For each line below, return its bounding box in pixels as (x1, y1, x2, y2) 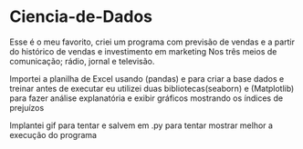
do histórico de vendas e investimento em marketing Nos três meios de (9, 45, 277, 56)
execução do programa (9, 129, 98, 140)
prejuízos (9, 102, 45, 113)
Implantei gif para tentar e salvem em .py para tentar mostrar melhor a (9, 120, 274, 131)
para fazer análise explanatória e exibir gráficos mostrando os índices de (9, 93, 284, 104)
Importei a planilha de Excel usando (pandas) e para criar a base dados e (9, 73, 285, 84)
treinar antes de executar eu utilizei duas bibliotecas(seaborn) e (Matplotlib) (9, 83, 295, 94)
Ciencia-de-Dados (9, 6, 153, 27)
